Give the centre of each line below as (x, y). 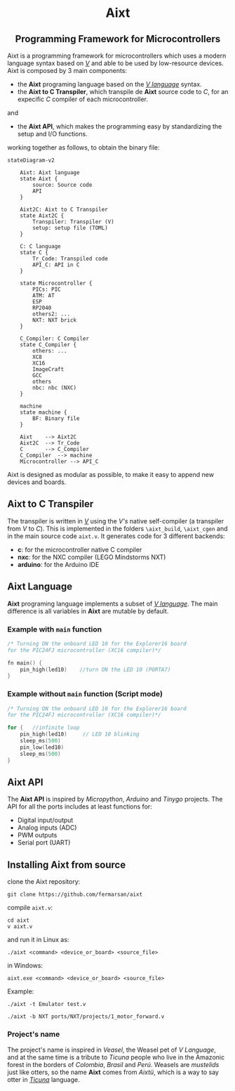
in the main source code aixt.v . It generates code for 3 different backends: (116, 536)
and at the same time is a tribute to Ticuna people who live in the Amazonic (116, 1057)
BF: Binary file (56, 419)
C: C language (40, 247)
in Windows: (25, 966)
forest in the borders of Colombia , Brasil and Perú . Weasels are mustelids (113, 1064)
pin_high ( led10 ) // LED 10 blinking (80, 734)
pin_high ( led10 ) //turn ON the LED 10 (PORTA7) (95, 669)
